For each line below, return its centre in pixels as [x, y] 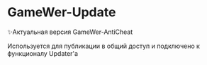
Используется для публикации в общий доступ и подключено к [104, 46]
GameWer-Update [62, 12]
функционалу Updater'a [43, 53]
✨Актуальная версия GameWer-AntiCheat [70, 32]
